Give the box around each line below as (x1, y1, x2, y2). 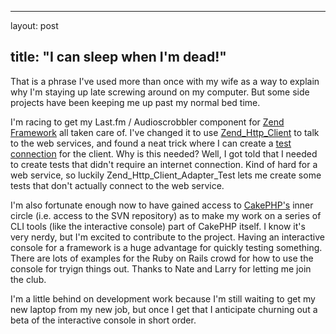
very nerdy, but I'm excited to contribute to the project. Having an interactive (10, 231, 325, 243)
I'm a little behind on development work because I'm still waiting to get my (10, 292, 316, 305)
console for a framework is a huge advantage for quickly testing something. (10, 241, 323, 253)
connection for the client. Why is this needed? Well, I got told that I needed (10, 147, 318, 160)
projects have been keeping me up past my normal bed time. (10, 96, 261, 108)
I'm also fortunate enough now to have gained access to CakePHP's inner (10, 199, 314, 211)
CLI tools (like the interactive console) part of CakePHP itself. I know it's (10, 220, 306, 232)
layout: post (10, 20, 59, 31)
